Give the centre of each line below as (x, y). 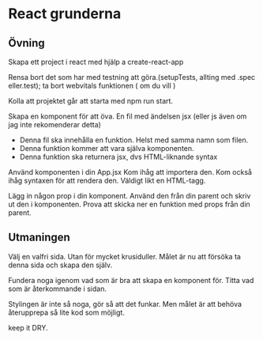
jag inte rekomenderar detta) (54, 125)
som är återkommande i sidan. (57, 289)
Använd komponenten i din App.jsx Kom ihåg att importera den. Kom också (130, 172)
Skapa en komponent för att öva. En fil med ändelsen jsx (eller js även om (128, 116)
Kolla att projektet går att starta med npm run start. (91, 101)
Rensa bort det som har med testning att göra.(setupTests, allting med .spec (132, 77)
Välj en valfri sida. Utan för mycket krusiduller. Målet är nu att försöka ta (124, 256)
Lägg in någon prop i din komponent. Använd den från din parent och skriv (130, 196)
